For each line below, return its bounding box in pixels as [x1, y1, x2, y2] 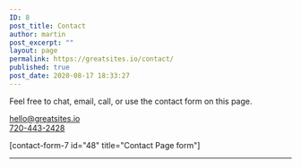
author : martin [9, 29, 66, 38]
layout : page [9, 46, 58, 55]
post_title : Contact [9, 21, 87, 30]
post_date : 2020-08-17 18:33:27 [9, 71, 130, 80]
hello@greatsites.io [9, 113, 81, 123]
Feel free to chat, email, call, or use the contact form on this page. [9, 96, 253, 106]
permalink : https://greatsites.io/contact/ [9, 55, 175, 63]
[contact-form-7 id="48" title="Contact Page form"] [9, 139, 201, 150]
